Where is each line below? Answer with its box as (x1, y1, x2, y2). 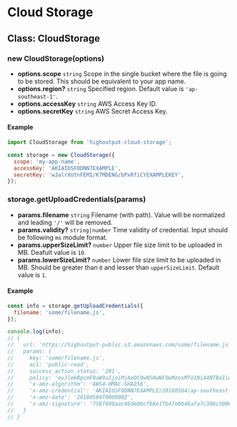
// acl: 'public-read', (7, 361, 90, 368)
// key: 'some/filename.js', (7, 354, 106, 361)
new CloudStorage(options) (7, 54, 104, 64)
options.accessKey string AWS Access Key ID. (17, 100, 157, 108)
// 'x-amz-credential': (7, 387, 90, 395)
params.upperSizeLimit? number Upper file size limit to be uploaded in (17, 241, 222, 249)
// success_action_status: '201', (7, 368, 121, 375)
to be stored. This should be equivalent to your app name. (17, 77, 186, 85)
